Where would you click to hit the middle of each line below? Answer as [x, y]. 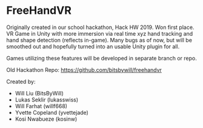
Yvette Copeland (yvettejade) [52, 112]
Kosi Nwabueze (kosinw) [46, 119]
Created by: [21, 82]
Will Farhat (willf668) [41, 106]
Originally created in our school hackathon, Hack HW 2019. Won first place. [100, 27]
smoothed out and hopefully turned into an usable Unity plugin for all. [93, 46]
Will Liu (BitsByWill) [39, 93]
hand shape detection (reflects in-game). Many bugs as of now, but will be [99, 40]
